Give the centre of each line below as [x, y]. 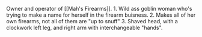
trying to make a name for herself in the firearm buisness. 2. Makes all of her [101, 15]
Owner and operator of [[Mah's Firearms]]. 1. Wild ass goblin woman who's [99, 9]
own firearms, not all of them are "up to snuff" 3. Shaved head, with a [92, 21]
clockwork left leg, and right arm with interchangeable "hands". [84, 27]
